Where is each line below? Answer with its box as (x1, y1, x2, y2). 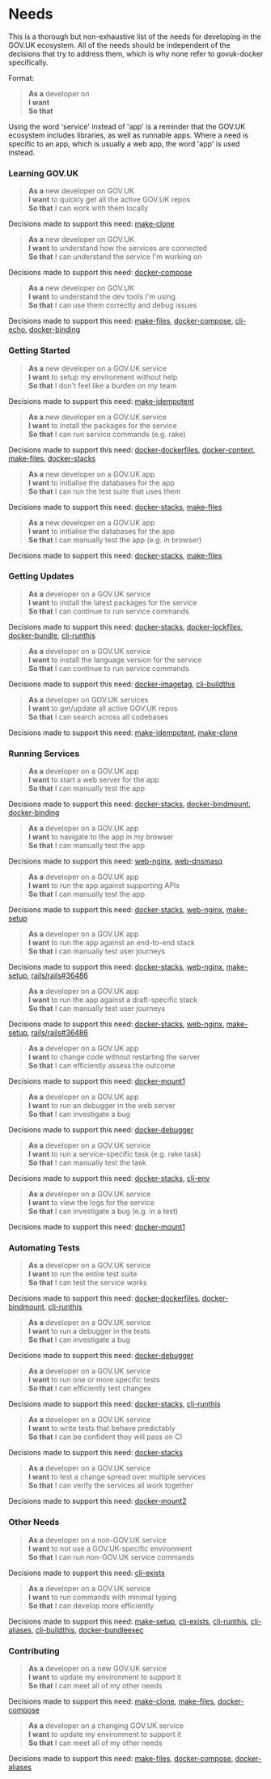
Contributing (8, 1645, 60, 1656)
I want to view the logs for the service (28, 1198, 155, 1208)
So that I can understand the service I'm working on (28, 252, 202, 261)
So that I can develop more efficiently (28, 1600, 155, 1611)
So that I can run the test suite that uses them (28, 486, 181, 496)
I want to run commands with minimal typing (28, 1592, 177, 1602)
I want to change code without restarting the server (28, 1052, 201, 1062)
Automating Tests (8, 1242, 81, 1254)
